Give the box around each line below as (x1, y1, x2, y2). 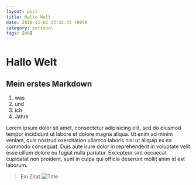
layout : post (6, 8, 38, 15)
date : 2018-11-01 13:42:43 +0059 (6, 19, 88, 25)
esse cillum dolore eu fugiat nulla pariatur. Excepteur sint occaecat (6, 149, 167, 156)
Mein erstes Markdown (6, 78, 92, 88)
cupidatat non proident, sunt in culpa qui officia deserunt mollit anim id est (6, 156, 185, 163)
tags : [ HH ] (6, 30, 33, 36)
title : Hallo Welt (6, 14, 51, 20)
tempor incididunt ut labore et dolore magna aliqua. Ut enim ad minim (6, 131, 173, 138)
